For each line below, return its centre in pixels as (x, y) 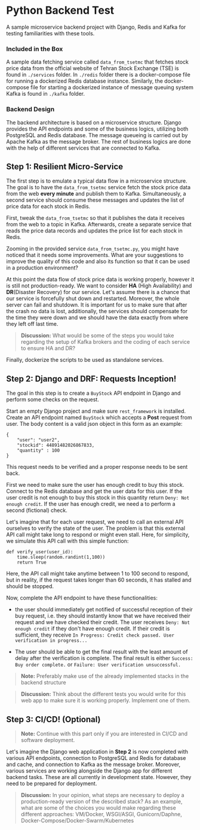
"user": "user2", (39, 440)
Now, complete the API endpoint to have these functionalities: (82, 598)
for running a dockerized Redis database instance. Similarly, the (84, 81)
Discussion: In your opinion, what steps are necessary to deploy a (102, 795)
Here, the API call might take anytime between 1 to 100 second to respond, (98, 574)
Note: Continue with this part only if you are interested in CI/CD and (104, 734)
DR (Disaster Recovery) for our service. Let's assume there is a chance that (98, 292)
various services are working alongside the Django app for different (89, 771)
